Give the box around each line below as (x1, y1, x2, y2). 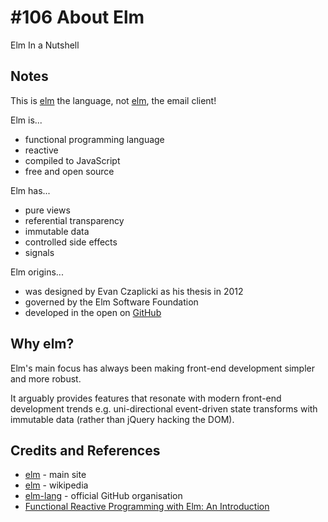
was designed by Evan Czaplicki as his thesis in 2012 (24, 285, 244, 297)
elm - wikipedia (24, 479, 89, 491)
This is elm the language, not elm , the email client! (10, 94, 217, 106)
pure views (24, 204, 71, 216)
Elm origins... (10, 266, 64, 278)
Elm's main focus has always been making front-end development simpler (10, 362, 316, 374)
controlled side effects (24, 236, 118, 248)
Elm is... (10, 114, 43, 126)
